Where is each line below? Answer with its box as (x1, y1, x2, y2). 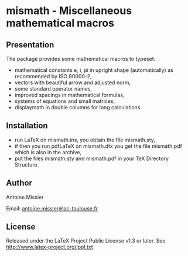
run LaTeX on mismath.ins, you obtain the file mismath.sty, (14, 136, 156, 143)
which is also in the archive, (14, 148, 82, 155)
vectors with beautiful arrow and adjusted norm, (14, 79, 131, 86)
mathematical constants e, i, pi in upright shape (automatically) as (14, 67, 174, 74)
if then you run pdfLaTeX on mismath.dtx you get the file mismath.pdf (14, 142, 183, 150)
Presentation (6, 40, 54, 50)
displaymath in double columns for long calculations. (14, 104, 142, 110)
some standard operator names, (14, 85, 93, 92)
